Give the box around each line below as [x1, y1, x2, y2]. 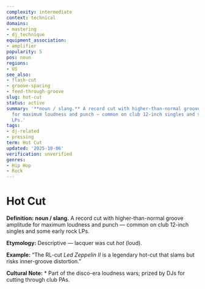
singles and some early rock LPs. [6, 227, 90, 235]
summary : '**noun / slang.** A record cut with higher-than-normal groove [6, 105, 201, 112]
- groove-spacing [6, 83, 51, 89]
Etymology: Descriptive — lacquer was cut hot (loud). [6, 240, 142, 247]
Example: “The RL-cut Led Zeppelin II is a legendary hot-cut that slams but [6, 251, 195, 258]
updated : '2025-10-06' [6, 145, 64, 152]
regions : [6, 60, 29, 66]
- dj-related [6, 128, 40, 134]
